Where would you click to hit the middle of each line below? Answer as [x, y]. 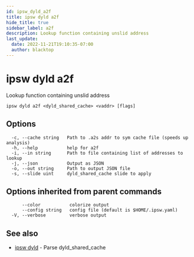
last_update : [22, 39]
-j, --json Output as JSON [58, 163]
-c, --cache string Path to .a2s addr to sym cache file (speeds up [100, 138]
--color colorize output [65, 205]
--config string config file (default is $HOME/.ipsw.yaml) [100, 210]
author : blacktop [33, 50]
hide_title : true [27, 22]
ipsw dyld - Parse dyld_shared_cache [60, 248]
